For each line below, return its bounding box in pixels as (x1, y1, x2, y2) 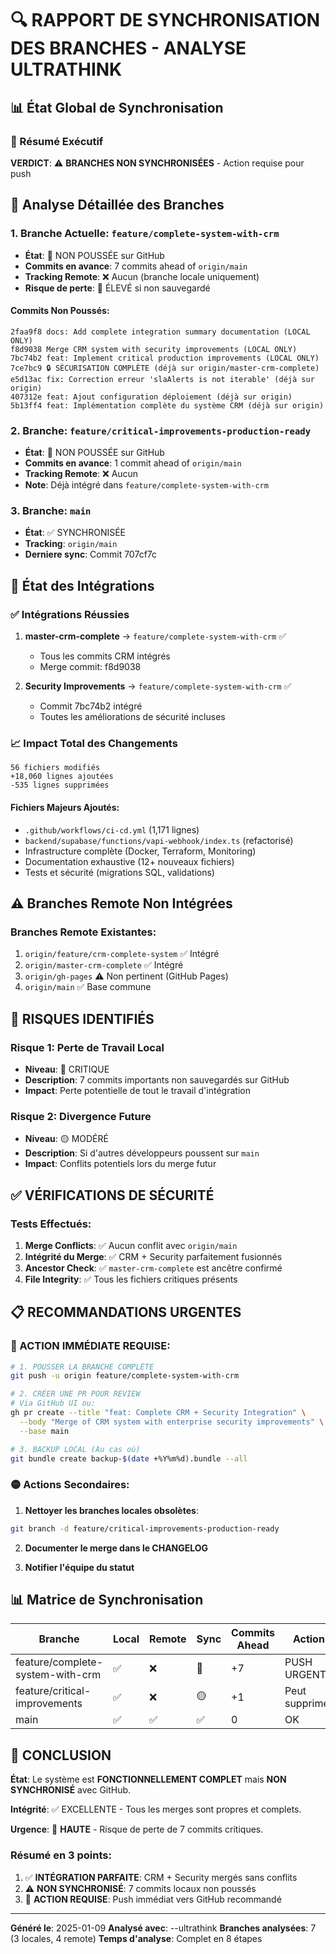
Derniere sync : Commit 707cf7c (24, 548, 158, 561)
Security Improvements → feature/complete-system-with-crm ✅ (24, 680, 292, 692)
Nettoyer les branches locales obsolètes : (24, 1504, 199, 1516)
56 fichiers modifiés (10, 763, 101, 773)
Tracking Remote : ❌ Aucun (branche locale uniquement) (24, 270, 260, 282)
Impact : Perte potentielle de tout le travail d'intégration (24, 1084, 251, 1096)
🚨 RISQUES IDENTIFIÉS (10, 1010, 155, 1027)
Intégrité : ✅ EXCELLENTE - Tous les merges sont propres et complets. (10, 1803, 302, 1816)
